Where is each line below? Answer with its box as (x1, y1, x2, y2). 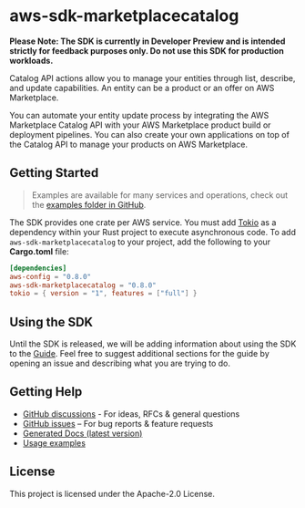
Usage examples (22, 437, 86, 448)
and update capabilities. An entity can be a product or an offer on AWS (9, 82, 275, 93)
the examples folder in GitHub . (31, 199, 147, 210)
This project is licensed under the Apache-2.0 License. (9, 488, 216, 499)
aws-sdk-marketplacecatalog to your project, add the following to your (9, 236, 271, 247)
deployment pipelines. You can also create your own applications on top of (9, 129, 290, 140)
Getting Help (9, 384, 83, 399)
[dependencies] (9, 264, 67, 273)
